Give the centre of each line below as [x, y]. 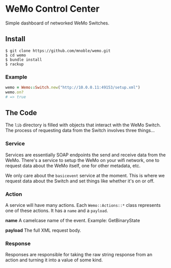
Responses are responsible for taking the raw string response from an [79, 255]
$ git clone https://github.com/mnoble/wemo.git [58, 51]
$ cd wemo [16, 55]
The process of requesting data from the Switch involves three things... [80, 130]
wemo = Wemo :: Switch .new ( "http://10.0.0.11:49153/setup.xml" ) [73, 88]
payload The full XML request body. [43, 230]
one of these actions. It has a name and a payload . [57, 211]
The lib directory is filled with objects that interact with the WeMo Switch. [83, 125]
